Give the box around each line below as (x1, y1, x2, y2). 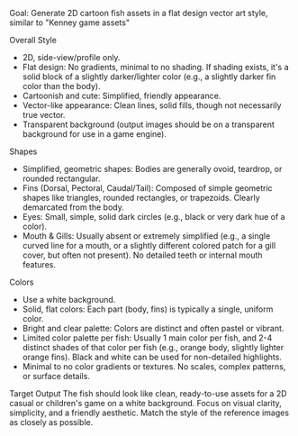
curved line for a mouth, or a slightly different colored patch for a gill (22, 241, 276, 250)
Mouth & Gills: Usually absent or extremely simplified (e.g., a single (22, 231, 271, 241)
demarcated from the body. (22, 202, 124, 213)
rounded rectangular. (22, 173, 101, 184)
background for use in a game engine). (22, 129, 167, 139)
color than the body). (22, 81, 101, 91)
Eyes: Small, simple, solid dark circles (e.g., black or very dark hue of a (22, 212, 285, 222)
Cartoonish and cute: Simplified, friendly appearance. (22, 90, 221, 101)
